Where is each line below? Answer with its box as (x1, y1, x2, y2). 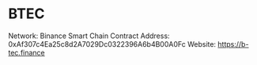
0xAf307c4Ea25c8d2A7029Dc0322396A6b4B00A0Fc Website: (8, 39, 216, 48)
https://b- (217, 39, 249, 48)
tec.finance (8, 48, 45, 57)
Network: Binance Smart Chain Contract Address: (8, 31, 170, 40)
